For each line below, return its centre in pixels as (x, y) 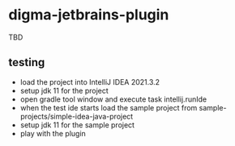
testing (27, 63)
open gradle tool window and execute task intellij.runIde (113, 99)
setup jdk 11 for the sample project (77, 125)
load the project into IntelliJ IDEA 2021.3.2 (90, 81)
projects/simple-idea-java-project (77, 116)
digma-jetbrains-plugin (89, 15)
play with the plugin (53, 133)
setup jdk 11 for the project (64, 90)
